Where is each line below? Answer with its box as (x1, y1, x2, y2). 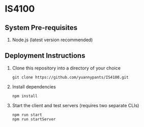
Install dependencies (12, 83, 56, 89)
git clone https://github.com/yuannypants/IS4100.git (12, 75, 129, 80)
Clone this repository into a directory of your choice (12, 65, 121, 71)
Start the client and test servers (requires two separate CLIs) (12, 102, 139, 108)
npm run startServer (12, 116, 56, 122)
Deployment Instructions (5, 51, 85, 60)
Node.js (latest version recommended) (12, 37, 93, 43)
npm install (12, 93, 38, 99)
